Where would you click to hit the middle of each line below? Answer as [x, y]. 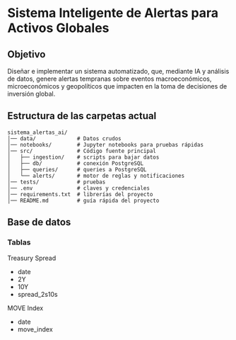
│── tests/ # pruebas [57, 182]
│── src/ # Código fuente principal [82, 151]
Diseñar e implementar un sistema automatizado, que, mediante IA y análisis [118, 71]
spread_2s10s [37, 294]
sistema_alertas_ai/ [38, 132]
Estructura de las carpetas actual [82, 116]
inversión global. [31, 94]
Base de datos [39, 222]
